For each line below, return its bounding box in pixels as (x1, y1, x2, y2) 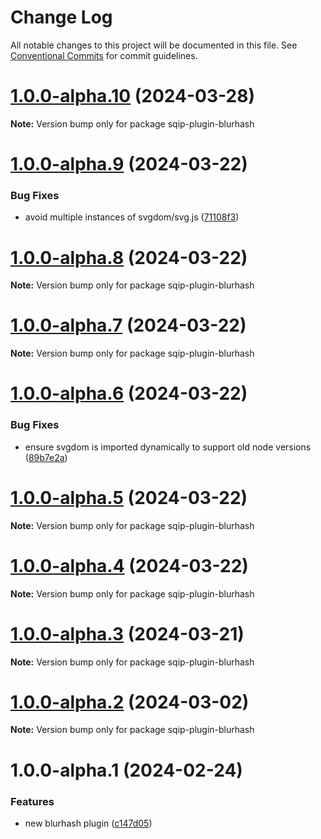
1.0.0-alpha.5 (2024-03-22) (10, 486, 248, 509)
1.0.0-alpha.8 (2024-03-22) (10, 246, 248, 269)
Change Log (10, 6, 113, 29)
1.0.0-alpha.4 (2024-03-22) (10, 554, 249, 577)
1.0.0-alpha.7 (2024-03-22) (10, 314, 247, 337)
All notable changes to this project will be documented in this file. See (10, 39, 298, 51)
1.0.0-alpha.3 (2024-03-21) (10, 622, 245, 645)
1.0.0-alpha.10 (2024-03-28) (10, 85, 255, 108)
